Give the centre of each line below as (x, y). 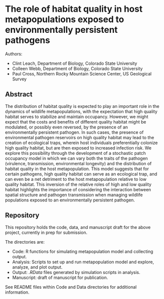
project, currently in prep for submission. (46, 232)
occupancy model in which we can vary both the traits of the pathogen (77, 158)
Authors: (14, 54)
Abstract (19, 94)
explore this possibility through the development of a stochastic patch (75, 153)
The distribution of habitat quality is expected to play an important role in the (82, 106)
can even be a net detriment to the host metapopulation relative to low (76, 179)
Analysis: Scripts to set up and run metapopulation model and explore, (83, 262)
